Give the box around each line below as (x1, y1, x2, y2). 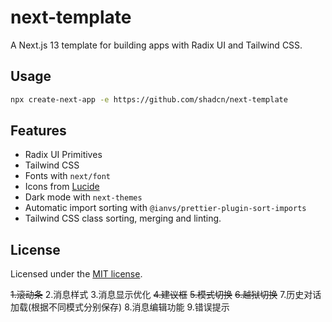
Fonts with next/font (24, 170, 112, 182)
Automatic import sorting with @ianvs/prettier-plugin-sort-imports (24, 202, 307, 214)
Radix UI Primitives (24, 149, 103, 161)
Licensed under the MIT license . (10, 268, 143, 280)
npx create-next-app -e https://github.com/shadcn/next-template (10, 94, 288, 105)
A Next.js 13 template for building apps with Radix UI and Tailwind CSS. (10, 39, 303, 51)
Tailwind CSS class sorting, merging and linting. (24, 212, 222, 225)
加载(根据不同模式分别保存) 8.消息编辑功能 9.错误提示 (10, 301, 230, 313)
